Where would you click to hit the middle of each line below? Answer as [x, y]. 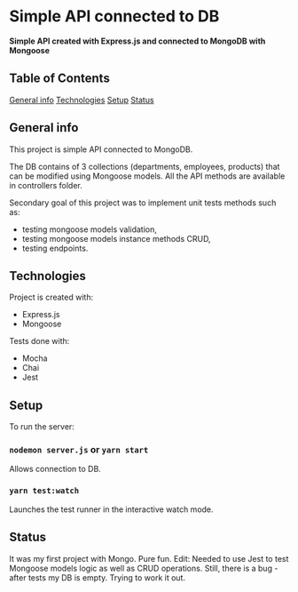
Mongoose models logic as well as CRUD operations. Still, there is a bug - [144, 568]
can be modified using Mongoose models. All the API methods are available [147, 176]
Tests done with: [39, 341]
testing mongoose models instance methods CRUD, [116, 238]
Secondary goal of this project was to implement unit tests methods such [143, 203]
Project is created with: [51, 297]
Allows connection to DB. [55, 469]
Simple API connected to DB [114, 16]
